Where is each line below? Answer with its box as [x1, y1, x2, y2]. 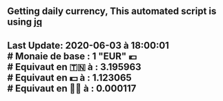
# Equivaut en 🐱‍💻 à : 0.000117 [7, 82, 137, 94]
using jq [7, 16, 43, 28]
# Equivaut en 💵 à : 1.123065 [7, 71, 133, 83]
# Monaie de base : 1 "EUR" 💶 [7, 50, 137, 62]
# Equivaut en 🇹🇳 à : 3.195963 [7, 61, 142, 73]
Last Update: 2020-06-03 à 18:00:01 [7, 39, 169, 51]
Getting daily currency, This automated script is [7, 5, 217, 17]
